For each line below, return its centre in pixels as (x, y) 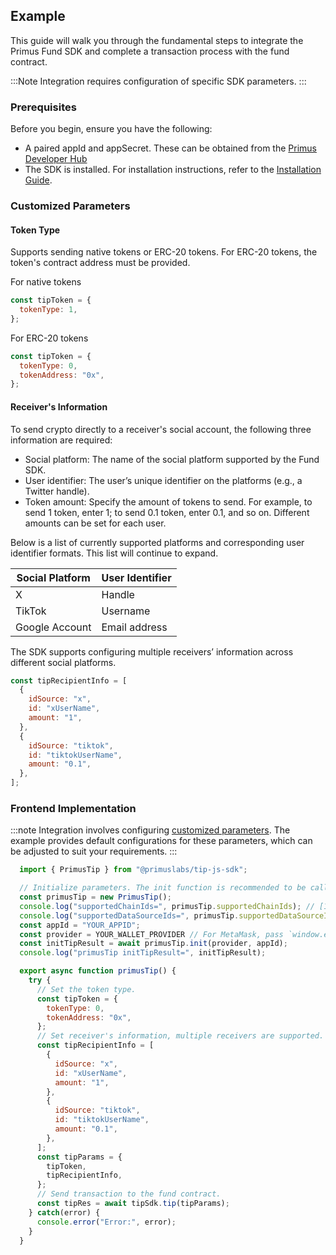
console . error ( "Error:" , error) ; (106, 1222)
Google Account (53, 627)
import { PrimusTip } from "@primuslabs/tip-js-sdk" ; (133, 870)
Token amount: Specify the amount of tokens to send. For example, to (168, 501)
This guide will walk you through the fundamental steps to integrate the (157, 40)
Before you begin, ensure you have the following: (111, 129)
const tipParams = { (79, 1157)
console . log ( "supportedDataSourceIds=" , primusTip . (129, 915)
